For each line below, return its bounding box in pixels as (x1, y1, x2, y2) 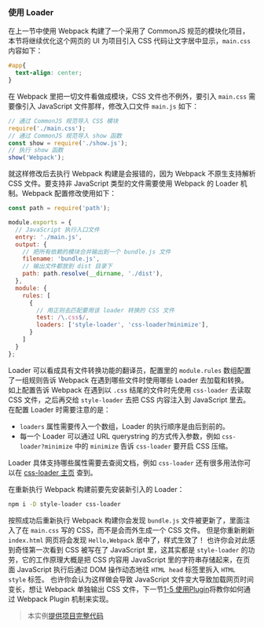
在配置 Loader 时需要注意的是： (8, 405, 112, 414)
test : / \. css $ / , (36, 313, 90, 322)
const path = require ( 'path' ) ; (8, 205, 111, 212)
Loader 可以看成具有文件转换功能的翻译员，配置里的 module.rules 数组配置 (8, 365, 251, 375)
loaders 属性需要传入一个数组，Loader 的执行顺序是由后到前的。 (19, 421, 230, 430)
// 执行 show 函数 (8, 146, 64, 154)
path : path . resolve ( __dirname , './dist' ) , (22, 270, 163, 278)
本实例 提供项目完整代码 (27, 611, 104, 620)
